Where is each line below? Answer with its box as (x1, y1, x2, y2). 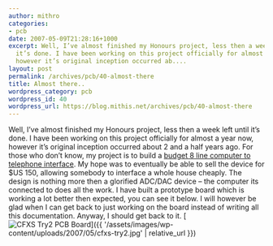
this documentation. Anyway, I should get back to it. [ (8, 211, 187, 221)
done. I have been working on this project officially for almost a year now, (8, 133, 254, 143)
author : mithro (8, 11, 60, 20)
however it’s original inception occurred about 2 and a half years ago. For (8, 142, 253, 152)
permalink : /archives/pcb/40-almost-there (8, 72, 154, 80)
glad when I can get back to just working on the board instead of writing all (8, 202, 259, 212)
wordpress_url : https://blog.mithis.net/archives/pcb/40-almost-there (8, 102, 253, 110)
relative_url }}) (149, 228, 197, 238)
